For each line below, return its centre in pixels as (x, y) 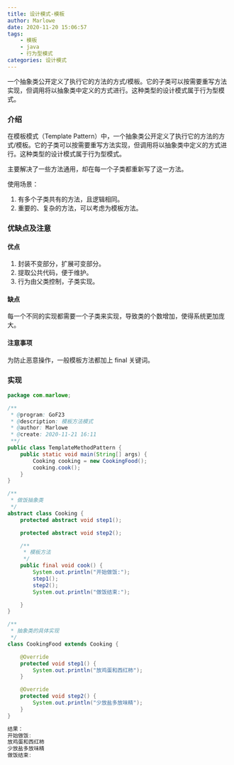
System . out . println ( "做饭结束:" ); (82, 592)
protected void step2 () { (58, 696)
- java (30, 47)
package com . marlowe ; (39, 395)
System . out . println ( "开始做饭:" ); (82, 572)
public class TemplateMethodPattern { (65, 448)
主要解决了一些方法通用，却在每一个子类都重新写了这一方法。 (97, 169)
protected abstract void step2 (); (71, 533)
